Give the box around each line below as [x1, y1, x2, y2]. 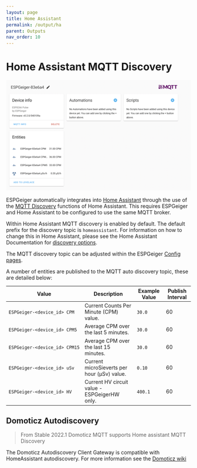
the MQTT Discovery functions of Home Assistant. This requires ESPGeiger [6, 203, 188, 210]
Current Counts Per [84, 302, 132, 309]
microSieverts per [84, 364, 128, 371]
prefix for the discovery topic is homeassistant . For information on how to [6, 227, 182, 234]
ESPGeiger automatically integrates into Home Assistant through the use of [6, 197, 188, 204]
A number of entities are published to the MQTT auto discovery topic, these [6, 268, 189, 275]
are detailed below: [6, 274, 53, 281]
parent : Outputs [6, 28, 46, 34]
